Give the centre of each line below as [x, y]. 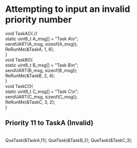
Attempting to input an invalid [68, 9]
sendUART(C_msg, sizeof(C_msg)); [42, 97]
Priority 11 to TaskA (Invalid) [49, 123]
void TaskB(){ [19, 60]
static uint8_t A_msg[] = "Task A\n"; [42, 39]
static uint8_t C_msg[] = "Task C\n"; [42, 91]
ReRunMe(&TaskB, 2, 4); [30, 75]
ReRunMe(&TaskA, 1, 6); [30, 49]
